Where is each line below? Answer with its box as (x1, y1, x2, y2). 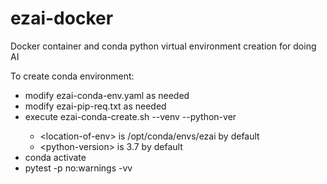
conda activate (24, 151, 87, 163)
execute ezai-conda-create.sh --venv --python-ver (24, 110, 237, 122)
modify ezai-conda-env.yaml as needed (24, 89, 190, 101)
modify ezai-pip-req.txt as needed (24, 100, 167, 112)
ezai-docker (10, 7, 114, 30)
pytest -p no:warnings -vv (24, 162, 133, 174)
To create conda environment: (10, 70, 135, 82)
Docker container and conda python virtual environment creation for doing (10, 40, 317, 52)
